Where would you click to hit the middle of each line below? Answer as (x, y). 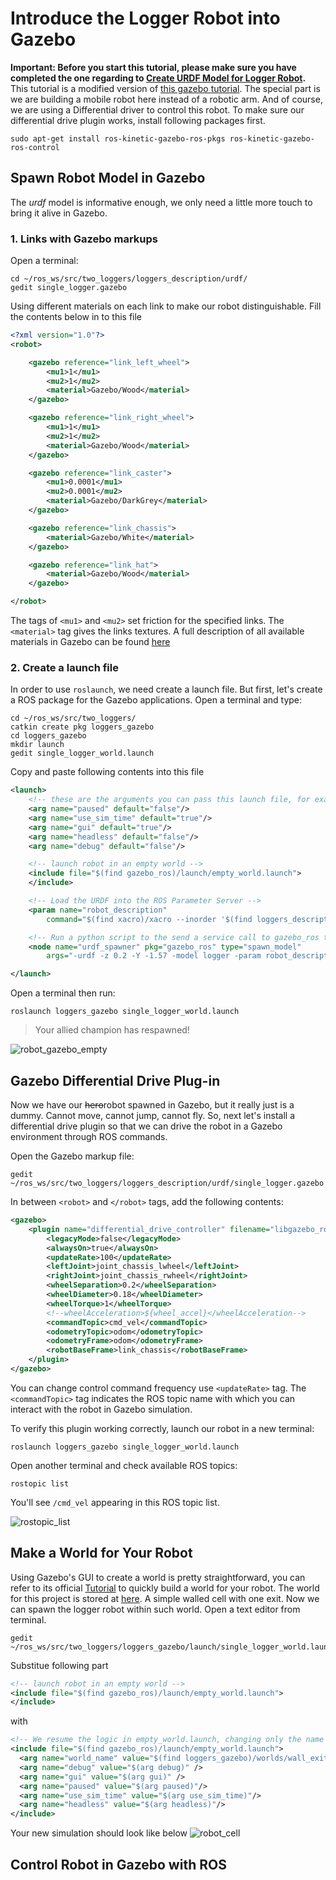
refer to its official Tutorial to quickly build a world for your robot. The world (165, 1588)
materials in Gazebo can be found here (90, 642)
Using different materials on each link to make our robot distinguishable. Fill (166, 306)
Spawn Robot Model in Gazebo (108, 178)
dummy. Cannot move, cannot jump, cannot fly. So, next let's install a (152, 1116)
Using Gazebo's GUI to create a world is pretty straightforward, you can (158, 1577)
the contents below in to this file (76, 317)
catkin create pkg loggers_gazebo (82, 727)
